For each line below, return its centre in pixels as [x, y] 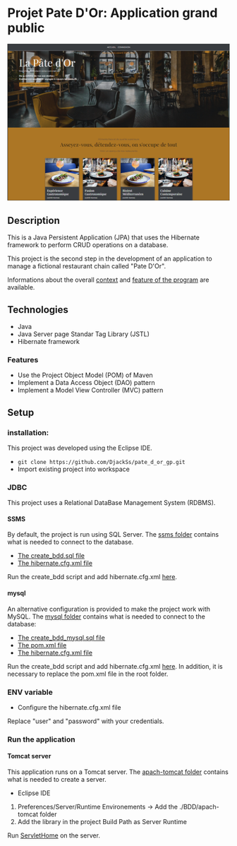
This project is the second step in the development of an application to [110, 258]
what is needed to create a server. [57, 780]
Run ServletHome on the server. [54, 835]
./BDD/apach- [200, 807]
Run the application [41, 739]
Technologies [38, 310]
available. [21, 287]
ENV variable [30, 692]
